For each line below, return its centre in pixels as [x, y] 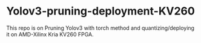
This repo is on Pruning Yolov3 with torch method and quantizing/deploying [100, 28]
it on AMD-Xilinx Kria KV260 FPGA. [50, 34]
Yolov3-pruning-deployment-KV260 [100, 11]
